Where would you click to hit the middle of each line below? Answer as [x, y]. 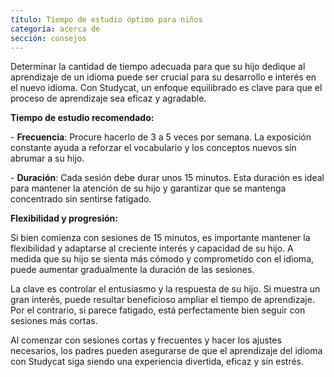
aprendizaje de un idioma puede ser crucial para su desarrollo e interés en [163, 77]
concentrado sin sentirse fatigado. [81, 199]
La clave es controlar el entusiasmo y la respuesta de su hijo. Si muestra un [165, 289]
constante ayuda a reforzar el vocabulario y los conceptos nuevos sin [153, 148]
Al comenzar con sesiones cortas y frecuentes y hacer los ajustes [146, 340]
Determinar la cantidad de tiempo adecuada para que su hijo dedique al [158, 67]
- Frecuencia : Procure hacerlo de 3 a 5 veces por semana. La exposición [161, 137]
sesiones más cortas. [54, 321]
